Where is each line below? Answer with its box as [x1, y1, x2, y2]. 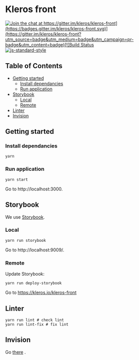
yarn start [5, 177, 28, 182]
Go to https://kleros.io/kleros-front [5, 289, 77, 296]
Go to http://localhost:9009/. [5, 246, 64, 253]
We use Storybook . [5, 214, 45, 220]
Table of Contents [5, 62, 63, 70]
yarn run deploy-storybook [5, 281, 62, 286]
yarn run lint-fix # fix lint [5, 322, 69, 327]
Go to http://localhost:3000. [5, 186, 63, 192]
